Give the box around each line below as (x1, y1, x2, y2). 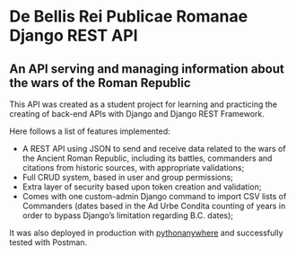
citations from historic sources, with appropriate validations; (22, 163, 245, 172)
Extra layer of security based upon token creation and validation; (22, 181, 262, 192)
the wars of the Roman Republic (9, 75, 191, 91)
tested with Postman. (9, 237, 88, 248)
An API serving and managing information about (9, 61, 284, 76)
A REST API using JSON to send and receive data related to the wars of (22, 144, 286, 154)
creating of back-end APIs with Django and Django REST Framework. (9, 109, 265, 119)
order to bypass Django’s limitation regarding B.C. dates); (22, 210, 234, 221)
